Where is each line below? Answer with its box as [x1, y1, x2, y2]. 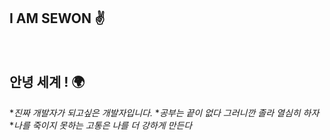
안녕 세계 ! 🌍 [9, 74, 86, 91]
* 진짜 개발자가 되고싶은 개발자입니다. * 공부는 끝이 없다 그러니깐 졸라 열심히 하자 [9, 106, 320, 119]
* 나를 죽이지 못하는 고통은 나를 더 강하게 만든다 [9, 119, 193, 131]
